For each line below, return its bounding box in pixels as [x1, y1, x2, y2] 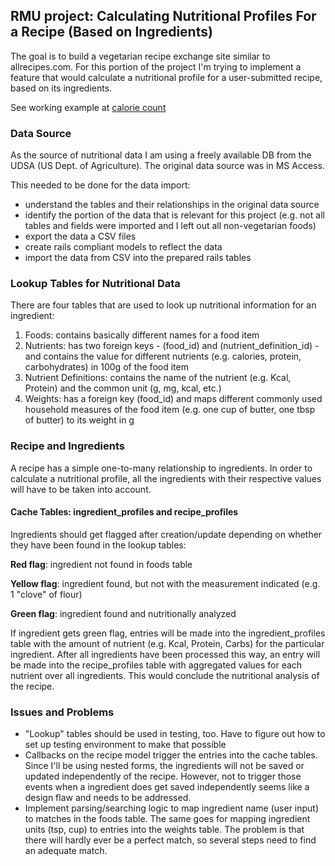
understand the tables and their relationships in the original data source [24, 199, 320, 211]
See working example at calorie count [10, 101, 167, 113]
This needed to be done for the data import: [10, 179, 191, 191]
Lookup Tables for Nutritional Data [10, 277, 181, 291]
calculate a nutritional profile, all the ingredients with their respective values [10, 472, 322, 484]
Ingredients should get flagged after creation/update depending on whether [10, 528, 323, 540]
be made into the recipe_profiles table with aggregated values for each [10, 659, 303, 671]
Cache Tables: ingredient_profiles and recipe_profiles [10, 506, 239, 518]
